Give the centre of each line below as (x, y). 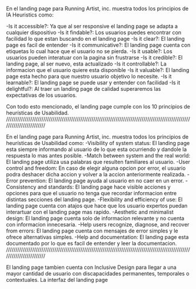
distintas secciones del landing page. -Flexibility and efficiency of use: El (94, 199)
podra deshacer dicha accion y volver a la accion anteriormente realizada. (96, 174)
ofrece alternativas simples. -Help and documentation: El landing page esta (97, 237)
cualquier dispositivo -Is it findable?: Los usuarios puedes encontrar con (94, 32)
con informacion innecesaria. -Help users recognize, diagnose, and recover (98, 224)
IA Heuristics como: (30, 15)
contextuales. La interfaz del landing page (57, 280)
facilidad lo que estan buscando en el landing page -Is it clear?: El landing (96, 39)
